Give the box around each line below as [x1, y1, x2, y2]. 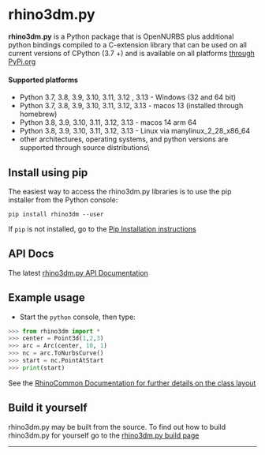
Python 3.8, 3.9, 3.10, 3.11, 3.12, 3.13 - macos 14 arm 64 [19, 118, 197, 127]
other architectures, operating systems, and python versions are [19, 134, 229, 144]
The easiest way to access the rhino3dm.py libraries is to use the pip [8, 186, 232, 196]
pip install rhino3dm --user [8, 210, 104, 218]
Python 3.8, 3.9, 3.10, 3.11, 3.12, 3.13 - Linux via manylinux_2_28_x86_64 [19, 126, 251, 136]
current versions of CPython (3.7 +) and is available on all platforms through [8, 48, 255, 58]
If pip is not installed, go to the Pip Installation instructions [8, 224, 197, 234]
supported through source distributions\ [19, 143, 150, 152]
